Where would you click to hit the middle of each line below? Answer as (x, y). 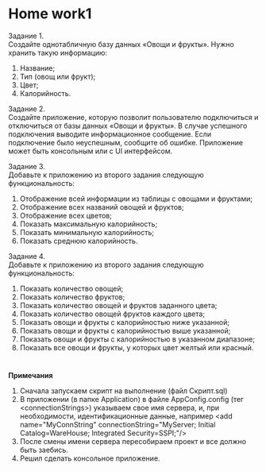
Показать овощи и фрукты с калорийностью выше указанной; (125, 330)
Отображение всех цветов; (66, 215)
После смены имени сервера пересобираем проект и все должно (133, 442)
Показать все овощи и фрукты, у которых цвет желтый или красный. (137, 347)
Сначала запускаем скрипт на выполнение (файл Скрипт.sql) (123, 391)
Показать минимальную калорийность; (87, 232)
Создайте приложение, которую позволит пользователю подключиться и (133, 117)
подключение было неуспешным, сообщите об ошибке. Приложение (126, 142)
